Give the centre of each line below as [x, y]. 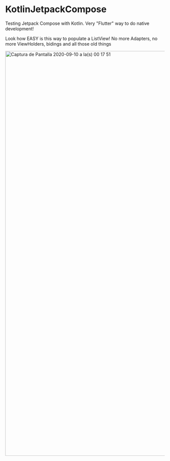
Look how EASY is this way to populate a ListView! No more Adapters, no [81, 38]
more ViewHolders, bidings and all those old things [58, 44]
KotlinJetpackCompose [56, 9]
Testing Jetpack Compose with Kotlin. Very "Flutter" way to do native [77, 23]
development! [19, 28]
